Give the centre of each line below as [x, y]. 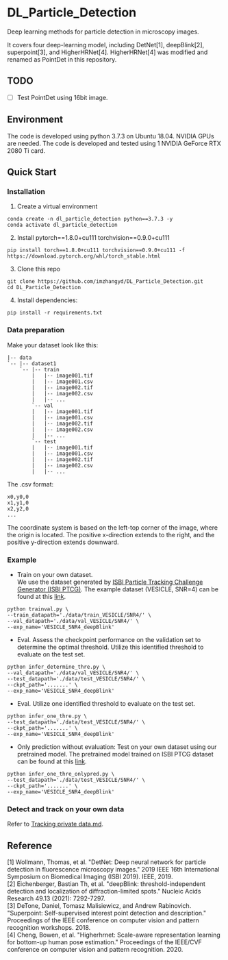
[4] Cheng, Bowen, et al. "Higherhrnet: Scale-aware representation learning [114, 935]
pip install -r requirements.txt [55, 313]
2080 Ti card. [26, 150]
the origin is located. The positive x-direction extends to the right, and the [111, 534]
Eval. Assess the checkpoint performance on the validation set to [109, 639]
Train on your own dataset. [55, 574]
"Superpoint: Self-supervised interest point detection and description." [107, 913]
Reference [30, 845]
